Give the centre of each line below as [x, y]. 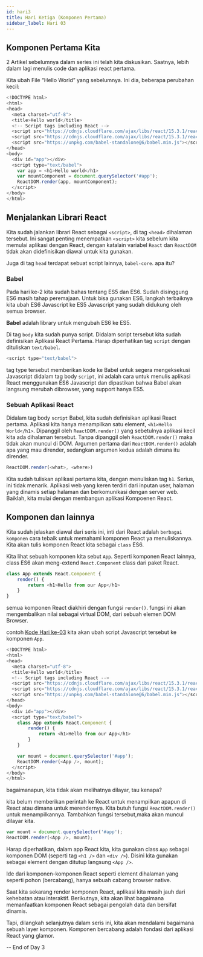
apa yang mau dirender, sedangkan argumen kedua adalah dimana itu [93, 450]
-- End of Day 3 [26, 947]
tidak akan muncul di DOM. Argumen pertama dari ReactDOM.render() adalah [101, 444]
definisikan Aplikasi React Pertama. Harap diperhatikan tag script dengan [98, 341]
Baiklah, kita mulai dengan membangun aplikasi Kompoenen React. [90, 498]
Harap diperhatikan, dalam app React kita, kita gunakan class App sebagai [98, 850]
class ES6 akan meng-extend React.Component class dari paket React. [93, 563]
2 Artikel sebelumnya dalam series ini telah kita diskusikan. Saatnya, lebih [98, 62]
